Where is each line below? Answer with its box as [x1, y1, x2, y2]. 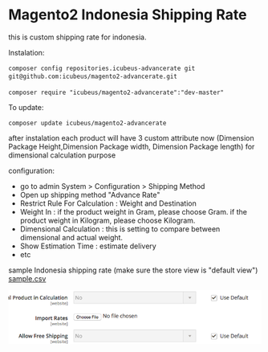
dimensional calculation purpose [8, 150, 116, 160]
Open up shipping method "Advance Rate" [19, 190, 160, 199]
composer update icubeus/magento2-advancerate [8, 119, 167, 127]
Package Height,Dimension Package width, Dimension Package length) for [8, 141, 255, 151]
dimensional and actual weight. [19, 232, 123, 242]
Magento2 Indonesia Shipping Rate [8, 6, 247, 24]
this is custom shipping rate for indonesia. [8, 32, 147, 42]
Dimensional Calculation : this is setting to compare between [19, 223, 221, 234]
